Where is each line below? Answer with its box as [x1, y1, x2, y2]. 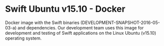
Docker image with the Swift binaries [5, 20, 80, 25]
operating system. [5, 35, 42, 41]
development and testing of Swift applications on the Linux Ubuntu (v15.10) [5, 30, 156, 36]
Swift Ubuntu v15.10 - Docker [5, 3, 126, 15]
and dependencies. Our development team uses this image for [17, 24, 144, 30]
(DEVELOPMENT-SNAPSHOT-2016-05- [80, 20, 160, 25]
